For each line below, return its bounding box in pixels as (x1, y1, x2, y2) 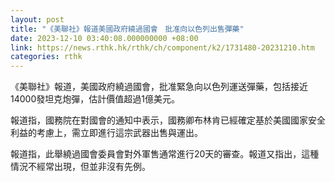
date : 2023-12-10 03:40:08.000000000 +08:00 (10, 33, 199, 43)
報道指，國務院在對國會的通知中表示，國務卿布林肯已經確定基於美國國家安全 (10, 114, 326, 126)
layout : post (10, 14, 65, 25)
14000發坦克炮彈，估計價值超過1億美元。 (10, 93, 180, 105)
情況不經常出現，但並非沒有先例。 (10, 161, 151, 173)
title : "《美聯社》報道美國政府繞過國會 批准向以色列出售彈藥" (10, 24, 245, 34)
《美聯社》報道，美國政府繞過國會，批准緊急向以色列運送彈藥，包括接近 (10, 81, 308, 93)
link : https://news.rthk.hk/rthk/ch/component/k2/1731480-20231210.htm (10, 42, 315, 53)
